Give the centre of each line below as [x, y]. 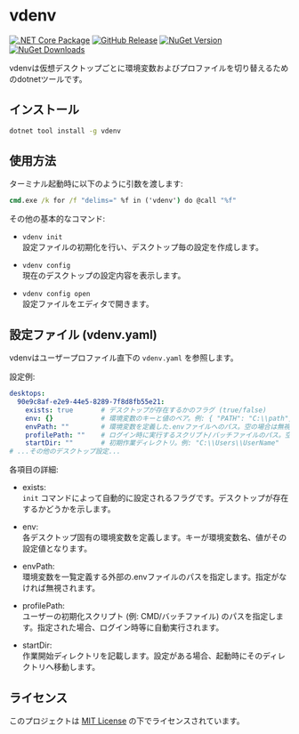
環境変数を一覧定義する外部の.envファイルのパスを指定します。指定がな [154, 577]
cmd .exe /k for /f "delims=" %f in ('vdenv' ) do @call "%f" [123, 201]
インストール [44, 110]
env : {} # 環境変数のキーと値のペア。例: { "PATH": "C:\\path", [159, 418]
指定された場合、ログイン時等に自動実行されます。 [130, 627]
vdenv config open [56, 294]
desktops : [28, 394]
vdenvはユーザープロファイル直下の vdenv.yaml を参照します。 [124, 358]
